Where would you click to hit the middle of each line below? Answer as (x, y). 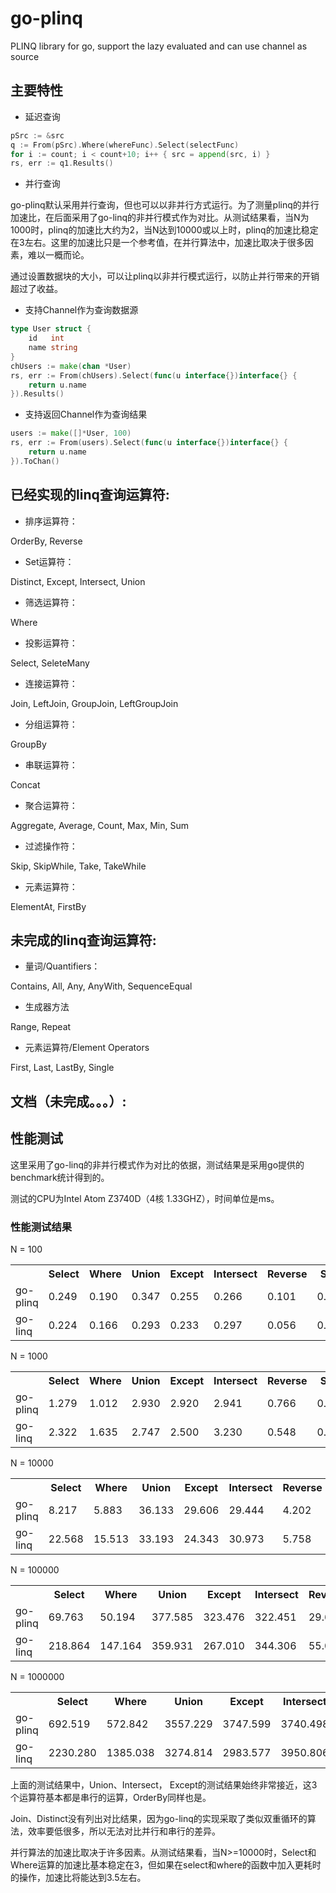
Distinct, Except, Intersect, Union (78, 581)
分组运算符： (51, 724)
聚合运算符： (51, 805)
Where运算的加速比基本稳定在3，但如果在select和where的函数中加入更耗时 (166, 1864)
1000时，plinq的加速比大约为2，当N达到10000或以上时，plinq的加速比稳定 (164, 230)
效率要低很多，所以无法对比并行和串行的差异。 (124, 1831)
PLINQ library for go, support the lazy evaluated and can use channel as (159, 46)
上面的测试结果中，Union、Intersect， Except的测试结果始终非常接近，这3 (164, 1784)
